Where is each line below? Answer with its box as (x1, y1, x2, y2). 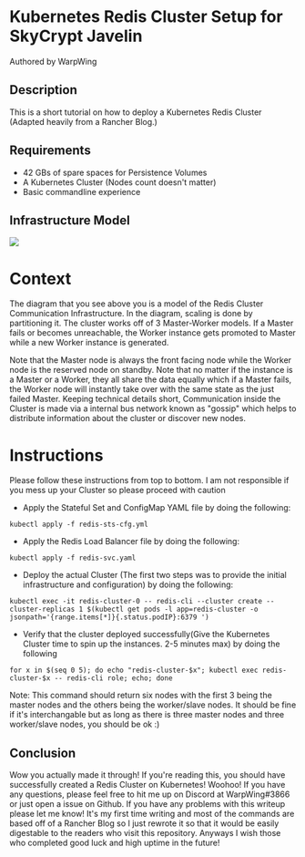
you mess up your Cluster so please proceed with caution (9, 485, 226, 496)
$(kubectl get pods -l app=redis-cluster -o (86, 604, 259, 614)
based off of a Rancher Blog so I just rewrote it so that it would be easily (9, 818, 280, 829)
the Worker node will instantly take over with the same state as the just (9, 384, 275, 395)
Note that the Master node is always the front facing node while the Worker (9, 355, 292, 366)
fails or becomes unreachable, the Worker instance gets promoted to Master (9, 327, 296, 338)
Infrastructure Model (9, 212, 130, 228)
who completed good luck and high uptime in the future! (9, 837, 220, 849)
